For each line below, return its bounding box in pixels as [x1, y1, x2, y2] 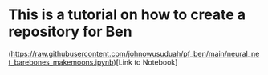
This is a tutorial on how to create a [8, 6, 246, 24]
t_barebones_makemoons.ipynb [8, 57, 114, 67]
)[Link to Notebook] [113, 57, 178, 67]
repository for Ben [8, 22, 132, 41]
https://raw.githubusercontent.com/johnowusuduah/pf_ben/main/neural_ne [10, 49, 260, 58]
